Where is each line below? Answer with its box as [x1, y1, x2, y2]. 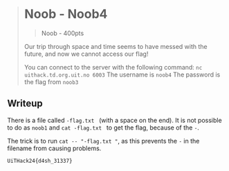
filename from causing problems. [7, 144, 102, 152]
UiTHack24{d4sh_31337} [7, 157, 73, 164]
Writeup [7, 98, 43, 110]
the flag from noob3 [24, 77, 79, 85]
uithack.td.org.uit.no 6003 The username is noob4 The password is [24, 70, 221, 79]
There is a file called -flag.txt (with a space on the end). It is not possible [7, 116, 223, 124]
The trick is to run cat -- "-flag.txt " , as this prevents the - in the [7, 137, 200, 145]
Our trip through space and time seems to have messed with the [24, 42, 208, 50]
